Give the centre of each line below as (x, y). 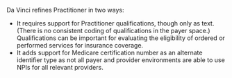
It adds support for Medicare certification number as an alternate (109, 52)
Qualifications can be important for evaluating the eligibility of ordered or (121, 38)
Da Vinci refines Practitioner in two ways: (65, 10)
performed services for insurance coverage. (80, 45)
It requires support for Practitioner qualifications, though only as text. (115, 23)
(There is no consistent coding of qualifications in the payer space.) (113, 31)
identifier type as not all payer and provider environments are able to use (121, 60)
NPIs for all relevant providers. (60, 67)
